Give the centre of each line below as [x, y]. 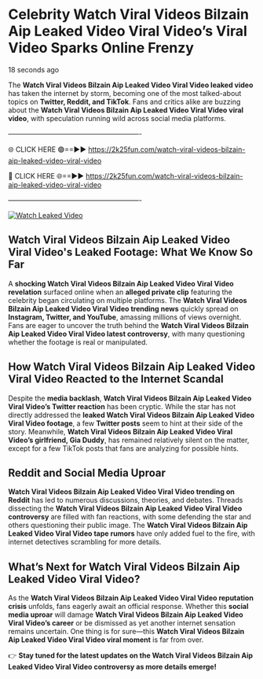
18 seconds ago [34, 69]
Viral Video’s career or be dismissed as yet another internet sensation [122, 623]
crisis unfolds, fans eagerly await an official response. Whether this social [128, 607]
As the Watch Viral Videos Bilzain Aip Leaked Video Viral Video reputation [131, 598]
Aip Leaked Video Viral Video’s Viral [128, 31]
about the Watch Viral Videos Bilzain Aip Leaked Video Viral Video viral [126, 110]
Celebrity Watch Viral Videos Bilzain [129, 15]
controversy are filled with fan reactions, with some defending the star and [130, 517]
